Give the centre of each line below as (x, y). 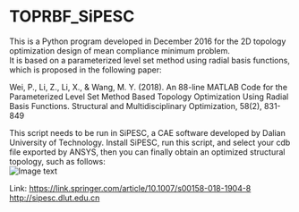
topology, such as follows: (57, 161)
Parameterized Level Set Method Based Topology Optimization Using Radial (149, 97)
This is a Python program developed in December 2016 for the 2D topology (148, 41)
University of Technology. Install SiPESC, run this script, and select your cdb (150, 142)
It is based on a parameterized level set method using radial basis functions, (150, 60)
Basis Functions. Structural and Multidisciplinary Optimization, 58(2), (136, 106)
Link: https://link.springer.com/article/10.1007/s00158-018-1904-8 (130, 188)
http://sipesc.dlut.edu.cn (55, 198)
